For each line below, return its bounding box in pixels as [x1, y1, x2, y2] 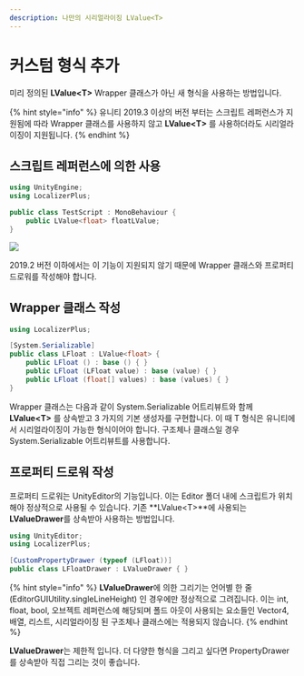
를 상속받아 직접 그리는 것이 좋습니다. [9, 657, 141, 667]
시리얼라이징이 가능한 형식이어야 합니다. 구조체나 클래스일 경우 [18, 424, 240, 435]
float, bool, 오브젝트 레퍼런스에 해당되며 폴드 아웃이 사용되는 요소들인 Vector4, [9, 605, 289, 615]
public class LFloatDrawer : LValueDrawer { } [9, 565, 189, 574]
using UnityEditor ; [9, 531, 83, 540]
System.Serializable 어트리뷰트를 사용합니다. [9, 435, 171, 446]
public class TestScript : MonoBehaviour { [9, 208, 177, 217]
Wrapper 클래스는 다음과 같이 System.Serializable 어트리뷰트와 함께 [9, 401, 254, 412]
